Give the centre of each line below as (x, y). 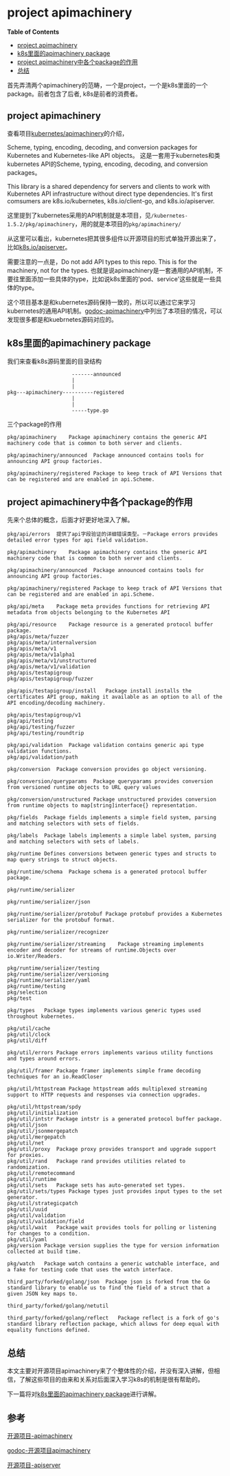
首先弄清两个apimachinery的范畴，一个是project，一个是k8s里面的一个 (107, 85)
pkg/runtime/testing (37, 987)
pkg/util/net (26, 1143)
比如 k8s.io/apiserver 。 (39, 247)
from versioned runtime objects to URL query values (84, 788)
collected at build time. (44, 1252)
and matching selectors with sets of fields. (73, 824)
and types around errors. (44, 1059)
